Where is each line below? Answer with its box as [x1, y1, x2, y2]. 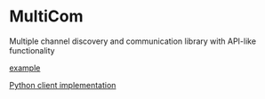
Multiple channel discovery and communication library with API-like [9, 36, 256, 46]
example [9, 62, 41, 73]
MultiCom [9, 6, 84, 27]
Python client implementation [9, 79, 116, 90]
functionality [9, 45, 55, 55]
